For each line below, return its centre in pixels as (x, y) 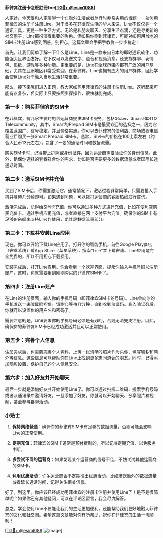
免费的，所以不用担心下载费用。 (41, 256)
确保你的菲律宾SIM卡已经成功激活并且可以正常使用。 (58, 327)
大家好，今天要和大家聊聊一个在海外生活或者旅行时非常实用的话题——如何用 (81, 18)
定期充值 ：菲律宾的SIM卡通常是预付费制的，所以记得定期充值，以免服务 (84, 443)
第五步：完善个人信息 (30, 340)
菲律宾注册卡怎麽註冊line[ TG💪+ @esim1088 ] (50, 8)
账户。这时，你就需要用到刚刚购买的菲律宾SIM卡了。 (58, 273)
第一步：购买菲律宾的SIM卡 (37, 107)
